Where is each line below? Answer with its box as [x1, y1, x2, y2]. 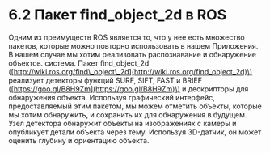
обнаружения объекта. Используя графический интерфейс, [8, 92, 216, 102]
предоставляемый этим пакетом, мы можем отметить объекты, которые [8, 101, 263, 111]
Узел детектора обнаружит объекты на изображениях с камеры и [8, 118, 237, 128]
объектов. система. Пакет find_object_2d [8, 58, 150, 68]
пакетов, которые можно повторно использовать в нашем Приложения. [8, 40, 259, 50]
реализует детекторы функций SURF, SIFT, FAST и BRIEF [8, 75, 202, 85]
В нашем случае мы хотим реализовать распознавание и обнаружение [8, 49, 257, 59]
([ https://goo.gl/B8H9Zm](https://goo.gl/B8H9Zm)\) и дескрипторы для [8, 83, 249, 94]
